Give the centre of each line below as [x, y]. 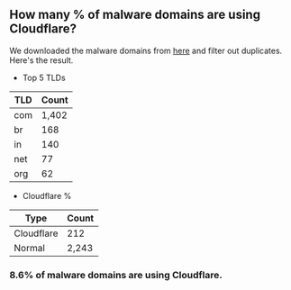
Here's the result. [41, 60]
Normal [29, 248]
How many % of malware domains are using [135, 15]
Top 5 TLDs [44, 77]
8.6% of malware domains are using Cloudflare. [116, 275]
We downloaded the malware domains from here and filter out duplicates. [146, 50]
